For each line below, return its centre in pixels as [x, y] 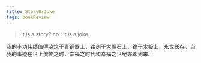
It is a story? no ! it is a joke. [55, 34]
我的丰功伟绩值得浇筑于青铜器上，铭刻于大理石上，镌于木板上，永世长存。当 [101, 46]
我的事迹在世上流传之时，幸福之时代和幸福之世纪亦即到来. [78, 53]
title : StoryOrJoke [31, 12]
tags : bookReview [28, 17]
